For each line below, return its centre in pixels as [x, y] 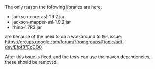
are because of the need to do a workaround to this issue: [64, 37]
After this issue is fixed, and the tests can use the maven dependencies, [78, 57]
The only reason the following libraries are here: [53, 7]
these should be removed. [31, 62]
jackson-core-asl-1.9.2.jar [38, 17]
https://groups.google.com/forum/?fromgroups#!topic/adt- [65, 42]
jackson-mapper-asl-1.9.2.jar [41, 22]
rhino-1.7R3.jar [27, 27]
